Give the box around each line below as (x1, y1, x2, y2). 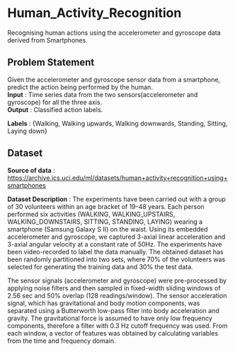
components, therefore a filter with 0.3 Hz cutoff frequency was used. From (7, 321, 228, 330)
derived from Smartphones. (7, 35, 88, 44)
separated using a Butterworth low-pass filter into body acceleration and (7, 306, 219, 314)
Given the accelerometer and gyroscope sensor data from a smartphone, (7, 75, 221, 84)
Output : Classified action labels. (7, 105, 103, 114)
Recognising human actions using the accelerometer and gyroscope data (7, 28, 221, 37)
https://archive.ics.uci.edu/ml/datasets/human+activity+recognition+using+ (7, 174, 228, 182)
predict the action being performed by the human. (7, 83, 154, 91)
